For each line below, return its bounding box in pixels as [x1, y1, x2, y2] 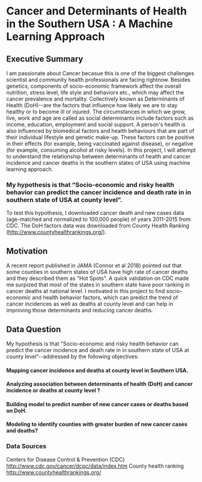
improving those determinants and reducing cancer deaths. [6, 307, 153, 314]
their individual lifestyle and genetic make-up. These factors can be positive [6, 134, 195, 141]
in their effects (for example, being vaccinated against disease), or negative [6, 140, 194, 147]
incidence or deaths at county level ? [6, 387, 100, 394]
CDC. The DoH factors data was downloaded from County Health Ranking [6, 222, 189, 229]
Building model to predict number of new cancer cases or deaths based [6, 400, 189, 407]
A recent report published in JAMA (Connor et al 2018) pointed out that [6, 262, 182, 269]
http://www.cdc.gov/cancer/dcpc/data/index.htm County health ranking [6, 462, 185, 469]
